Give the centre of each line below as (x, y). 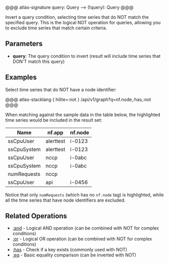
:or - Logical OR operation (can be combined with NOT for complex (82, 239)
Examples (21, 77)
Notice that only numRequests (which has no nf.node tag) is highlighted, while (84, 195)
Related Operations (36, 216)
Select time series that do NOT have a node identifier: (61, 89)
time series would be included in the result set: (54, 120)
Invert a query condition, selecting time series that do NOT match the (77, 17)
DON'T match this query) (39, 61)
